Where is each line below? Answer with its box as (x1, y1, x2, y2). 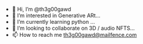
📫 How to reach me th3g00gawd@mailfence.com (11, 32, 137, 38)
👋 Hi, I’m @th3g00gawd (11, 6, 71, 12)
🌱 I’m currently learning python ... (11, 18, 95, 25)
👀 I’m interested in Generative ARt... (11, 12, 101, 19)
